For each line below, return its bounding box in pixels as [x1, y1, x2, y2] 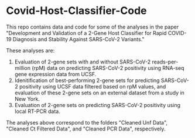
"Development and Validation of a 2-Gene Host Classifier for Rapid [6, 29, 167, 36]
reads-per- [152, 58, 179, 65]
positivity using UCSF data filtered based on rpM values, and [19, 83, 166, 90]
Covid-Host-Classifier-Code [6, 4, 148, 17]
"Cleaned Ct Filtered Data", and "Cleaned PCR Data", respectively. [6, 125, 166, 132]
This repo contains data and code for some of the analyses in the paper [6, 23, 179, 30]
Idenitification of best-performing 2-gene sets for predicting [14, 77, 160, 84]
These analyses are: [6, 47, 55, 54]
